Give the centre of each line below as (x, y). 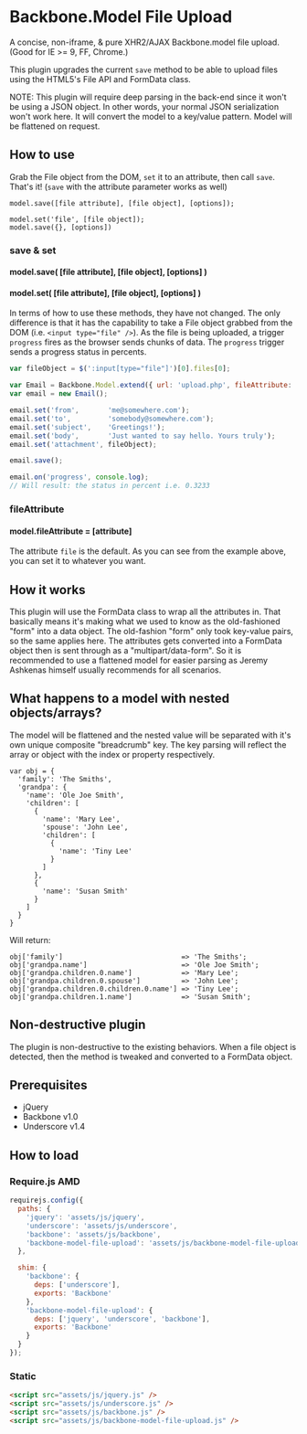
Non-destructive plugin (78, 1025)
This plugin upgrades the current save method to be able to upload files (144, 69)
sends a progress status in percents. (78, 352)
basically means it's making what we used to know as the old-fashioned (145, 621)
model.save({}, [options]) (61, 227)
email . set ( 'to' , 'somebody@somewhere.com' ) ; (112, 419)
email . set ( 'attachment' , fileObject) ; (83, 444)
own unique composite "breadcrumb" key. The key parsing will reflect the (148, 744)
